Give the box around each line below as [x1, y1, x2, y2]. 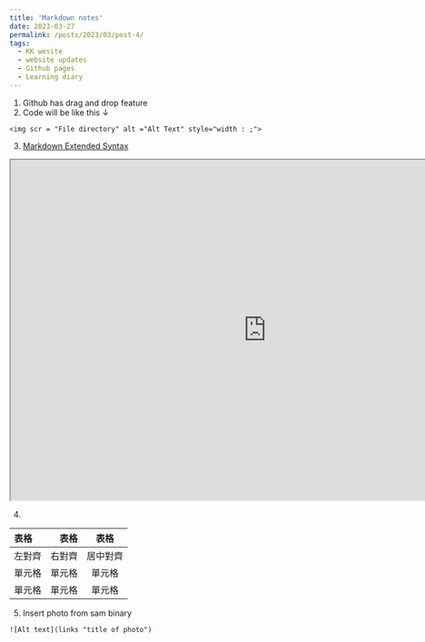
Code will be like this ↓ [22, 106, 109, 118]
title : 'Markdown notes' [9, 13, 104, 23]
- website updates [17, 55, 88, 64]
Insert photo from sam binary [22, 607, 133, 618]
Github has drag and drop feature [22, 97, 148, 108]
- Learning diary [17, 73, 84, 82]
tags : [9, 38, 30, 48]
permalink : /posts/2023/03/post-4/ [9, 30, 144, 39]
